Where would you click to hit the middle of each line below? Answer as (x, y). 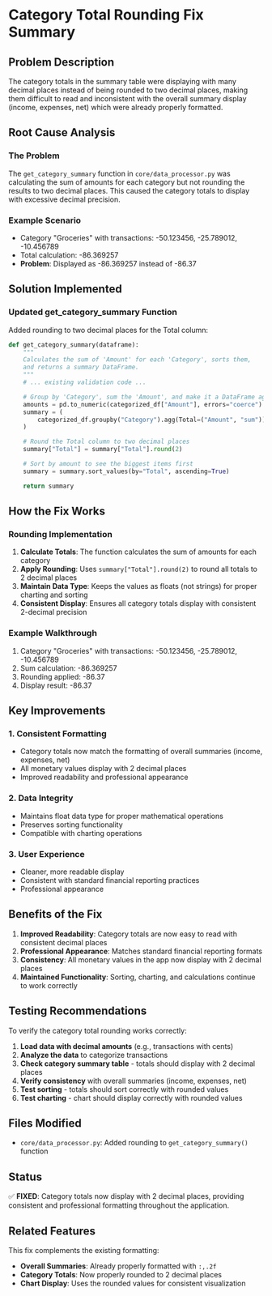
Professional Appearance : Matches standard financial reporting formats (141, 951)
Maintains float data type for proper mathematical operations (122, 816)
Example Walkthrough (53, 633)
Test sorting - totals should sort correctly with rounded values (124, 1089)
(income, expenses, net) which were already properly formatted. (116, 107)
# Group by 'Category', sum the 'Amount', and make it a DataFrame (139, 397)
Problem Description (62, 62)
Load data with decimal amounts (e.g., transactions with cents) (127, 1046)
